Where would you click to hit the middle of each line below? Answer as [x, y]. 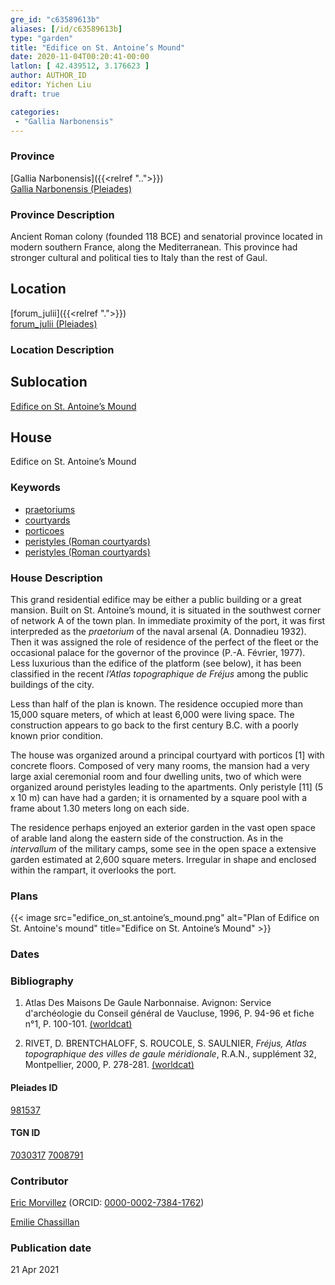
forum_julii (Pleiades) [54, 323]
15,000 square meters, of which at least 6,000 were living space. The [152, 714]
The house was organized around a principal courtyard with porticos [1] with [167, 755]
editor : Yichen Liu [51, 85]
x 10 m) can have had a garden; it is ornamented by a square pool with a [159, 797]
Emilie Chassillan [45, 1222]
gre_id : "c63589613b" [55, 19]
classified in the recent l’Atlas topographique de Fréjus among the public [159, 673]
